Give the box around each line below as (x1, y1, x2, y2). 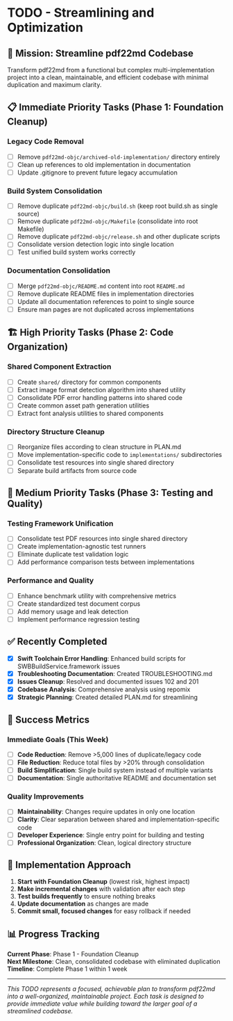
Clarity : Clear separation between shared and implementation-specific (17, 815, 220, 823)
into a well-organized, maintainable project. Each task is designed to (7, 992, 205, 1001)
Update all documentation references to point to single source (17, 297, 195, 305)
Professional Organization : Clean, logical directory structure (17, 838, 192, 846)
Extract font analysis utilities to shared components (17, 409, 164, 417)
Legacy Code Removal (7, 137, 85, 147)
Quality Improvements (7, 791, 85, 801)
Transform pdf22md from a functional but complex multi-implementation (7, 66, 215, 74)
